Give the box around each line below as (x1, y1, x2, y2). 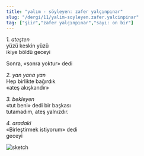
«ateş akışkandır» (6, 84, 49, 91)
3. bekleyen (6, 95, 34, 103)
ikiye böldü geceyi (6, 49, 51, 56)
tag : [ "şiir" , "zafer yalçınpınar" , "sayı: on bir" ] (6, 20, 134, 26)
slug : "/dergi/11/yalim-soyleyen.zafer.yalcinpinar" (6, 14, 139, 20)
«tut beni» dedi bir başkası (6, 102, 71, 109)
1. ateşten (6, 36, 30, 43)
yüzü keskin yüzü (6, 42, 49, 49)
